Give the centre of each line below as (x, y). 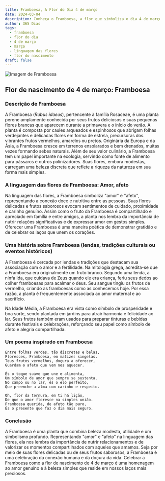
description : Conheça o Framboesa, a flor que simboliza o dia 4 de (77, 19)
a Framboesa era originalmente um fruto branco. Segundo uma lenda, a (77, 272)
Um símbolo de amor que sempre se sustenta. (51, 378)
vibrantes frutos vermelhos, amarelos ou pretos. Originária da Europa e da (80, 141)
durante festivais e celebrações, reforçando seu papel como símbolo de (78, 324)
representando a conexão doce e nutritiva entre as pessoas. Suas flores (78, 201)
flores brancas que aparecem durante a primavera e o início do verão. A (78, 125)
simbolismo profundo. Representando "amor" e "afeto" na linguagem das (79, 437)
